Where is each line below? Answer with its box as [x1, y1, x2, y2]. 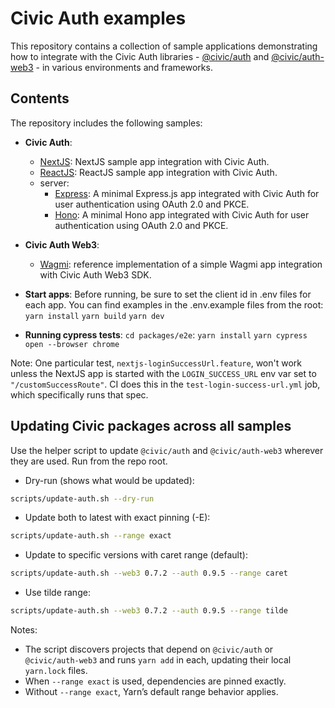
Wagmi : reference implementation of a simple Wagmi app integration [39, 258, 323, 270]
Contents [10, 90, 70, 107]
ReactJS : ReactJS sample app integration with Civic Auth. [39, 166, 278, 178]
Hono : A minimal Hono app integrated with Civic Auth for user [54, 208, 310, 221]
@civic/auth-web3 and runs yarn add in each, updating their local [24, 654, 292, 666]
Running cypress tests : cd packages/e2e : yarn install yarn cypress [24, 328, 308, 341]
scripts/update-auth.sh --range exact [10, 531, 172, 541]
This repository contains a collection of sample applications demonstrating [10, 40, 318, 52]
